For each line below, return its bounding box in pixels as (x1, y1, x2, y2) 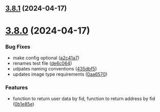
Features (5, 84, 28, 91)
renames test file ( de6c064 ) (12, 60, 72, 66)
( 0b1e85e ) (12, 101, 34, 107)
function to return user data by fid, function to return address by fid (12, 96, 155, 102)
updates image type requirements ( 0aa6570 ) (12, 71, 108, 77)
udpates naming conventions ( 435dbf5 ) (12, 65, 97, 71)
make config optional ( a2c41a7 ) (12, 54, 79, 61)
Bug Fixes (5, 43, 31, 50)
